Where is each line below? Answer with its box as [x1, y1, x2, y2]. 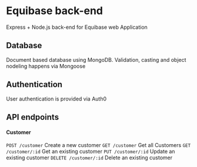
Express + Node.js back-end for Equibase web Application [6, 24, 148, 31]
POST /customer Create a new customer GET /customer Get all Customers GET [6, 142, 191, 149]
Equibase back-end [6, 4, 103, 18]
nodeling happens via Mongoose [6, 62, 86, 69]
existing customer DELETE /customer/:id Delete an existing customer [6, 154, 172, 161]
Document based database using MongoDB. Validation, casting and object [6, 56, 186, 63]
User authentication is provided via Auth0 [6, 95, 107, 102]
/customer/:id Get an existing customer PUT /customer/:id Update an [6, 148, 175, 155]
